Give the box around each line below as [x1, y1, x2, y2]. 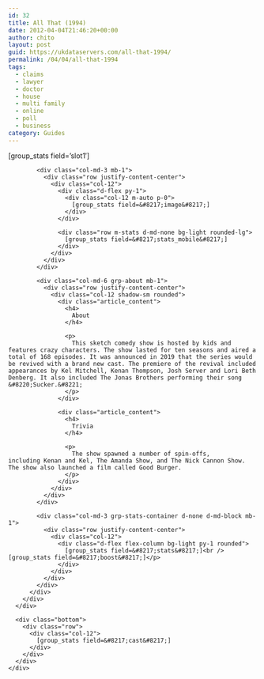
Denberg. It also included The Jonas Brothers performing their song [8, 373, 243, 382]
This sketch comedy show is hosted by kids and [71, 339, 232, 347]
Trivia [71, 422, 93, 430]
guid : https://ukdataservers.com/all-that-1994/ [8, 48, 172, 56]
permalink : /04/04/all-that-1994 [8, 56, 119, 64]
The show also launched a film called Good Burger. [8, 463, 182, 471]
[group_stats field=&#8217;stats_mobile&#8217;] [64, 235, 228, 243]
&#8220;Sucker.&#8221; [8, 380, 83, 388]
